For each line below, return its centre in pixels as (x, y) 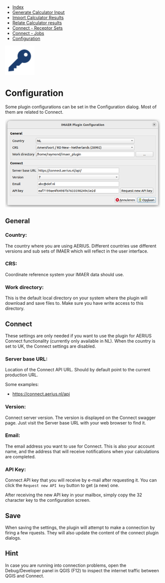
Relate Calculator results (37, 23)
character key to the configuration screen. (48, 500)
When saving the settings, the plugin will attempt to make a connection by (80, 527)
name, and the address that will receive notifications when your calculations (82, 451)
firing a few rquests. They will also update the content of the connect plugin (82, 533)
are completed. (20, 456)
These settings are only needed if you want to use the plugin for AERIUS (78, 336)
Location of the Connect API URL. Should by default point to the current (78, 370)
